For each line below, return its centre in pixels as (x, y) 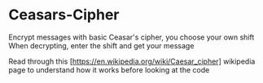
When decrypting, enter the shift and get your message (101, 45)
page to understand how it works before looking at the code (109, 69)
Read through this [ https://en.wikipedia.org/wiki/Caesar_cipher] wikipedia (132, 61)
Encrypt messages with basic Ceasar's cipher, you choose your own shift (131, 37)
